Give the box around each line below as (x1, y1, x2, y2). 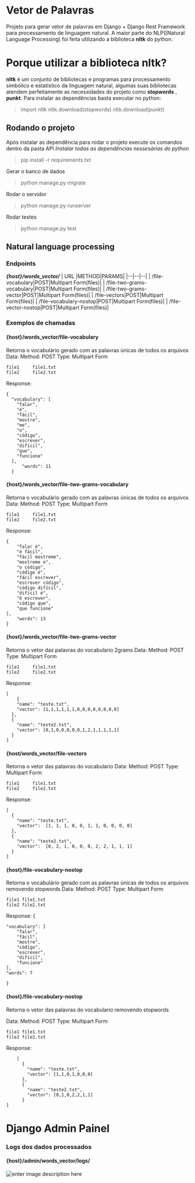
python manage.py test (20, 224, 77, 232)
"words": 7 (6, 970, 33, 976)
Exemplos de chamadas (6, 319, 76, 327)
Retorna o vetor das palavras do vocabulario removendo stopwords (6, 1006, 169, 1013)
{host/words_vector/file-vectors (6, 749, 87, 757)
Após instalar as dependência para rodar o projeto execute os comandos (6, 138, 183, 146)
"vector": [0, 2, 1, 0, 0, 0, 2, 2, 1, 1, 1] (16, 844, 133, 850)
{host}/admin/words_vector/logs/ (6, 1157, 90, 1164)
